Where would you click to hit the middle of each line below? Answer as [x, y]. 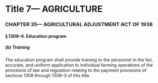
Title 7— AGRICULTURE [54, 9]
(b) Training [18, 47]
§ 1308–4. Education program [36, 36]
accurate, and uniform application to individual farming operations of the [79, 65]
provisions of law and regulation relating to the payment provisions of [76, 70]
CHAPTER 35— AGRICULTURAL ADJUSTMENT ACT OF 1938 [79, 25]
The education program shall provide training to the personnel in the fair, [79, 59]
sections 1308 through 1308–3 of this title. [48, 75]
